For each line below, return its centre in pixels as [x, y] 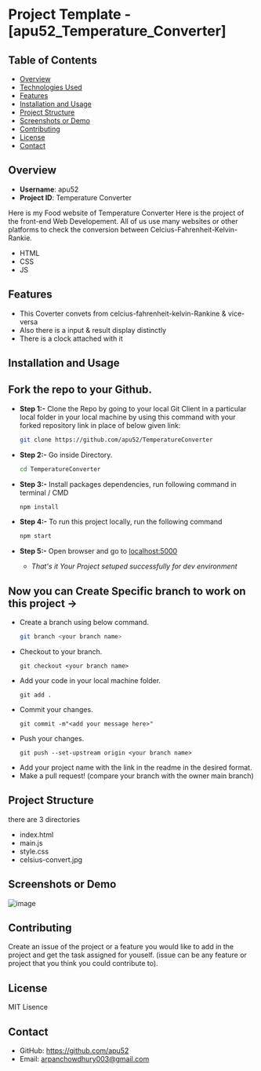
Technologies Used [51, 87]
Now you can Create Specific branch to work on [127, 591]
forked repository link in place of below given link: [100, 425]
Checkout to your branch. [61, 652]
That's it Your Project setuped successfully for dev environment [134, 566]
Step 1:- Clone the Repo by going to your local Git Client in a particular [133, 408]
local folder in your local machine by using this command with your [128, 417]
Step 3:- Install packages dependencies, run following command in [128, 484]
